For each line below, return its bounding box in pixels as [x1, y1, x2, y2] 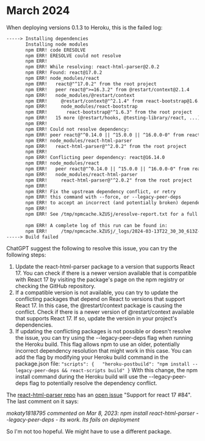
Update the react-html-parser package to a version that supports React [15, 263, 195, 270]
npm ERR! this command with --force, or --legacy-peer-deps [25, 194, 182, 200]
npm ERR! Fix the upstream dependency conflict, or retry [25, 188, 176, 195]
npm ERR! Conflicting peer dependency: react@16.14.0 [25, 155, 165, 161]
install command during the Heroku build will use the [15, 373, 148, 381]
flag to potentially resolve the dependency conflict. [29, 379, 157, 387]
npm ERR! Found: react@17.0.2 [25, 69, 103, 76]
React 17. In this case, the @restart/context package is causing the [15, 302, 182, 309]
